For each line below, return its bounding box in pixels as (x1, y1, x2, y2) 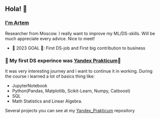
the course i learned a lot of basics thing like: (5, 73, 95, 79)
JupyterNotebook (12, 83, 48, 88)
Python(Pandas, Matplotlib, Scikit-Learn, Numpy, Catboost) (12, 88, 131, 94)
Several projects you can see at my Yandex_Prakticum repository (5, 107, 135, 113)
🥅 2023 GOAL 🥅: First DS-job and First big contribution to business (12, 45, 145, 51)
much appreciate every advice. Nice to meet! (5, 35, 95, 41)
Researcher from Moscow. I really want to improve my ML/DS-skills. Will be (5, 30, 155, 36)
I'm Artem (5, 19, 29, 26)
